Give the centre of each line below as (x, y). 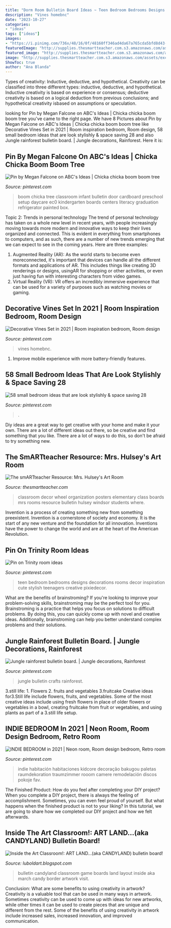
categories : (18, 24)
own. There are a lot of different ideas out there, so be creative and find (80, 430)
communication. (22, 921)
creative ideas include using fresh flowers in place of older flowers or (78, 702)
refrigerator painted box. (44, 207)
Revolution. (17, 534)
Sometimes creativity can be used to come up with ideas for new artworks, (84, 899)
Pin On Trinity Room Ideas (47, 550)
